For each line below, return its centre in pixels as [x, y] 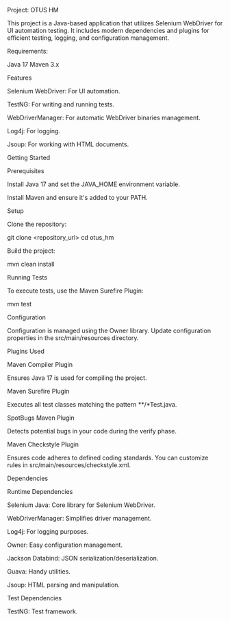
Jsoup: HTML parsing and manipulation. [64, 585]
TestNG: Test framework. [42, 611]
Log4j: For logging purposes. [48, 531]
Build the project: [31, 251]
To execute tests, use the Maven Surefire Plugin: [75, 291]
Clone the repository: [37, 224]
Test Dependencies [35, 598]
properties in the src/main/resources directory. [73, 338]
